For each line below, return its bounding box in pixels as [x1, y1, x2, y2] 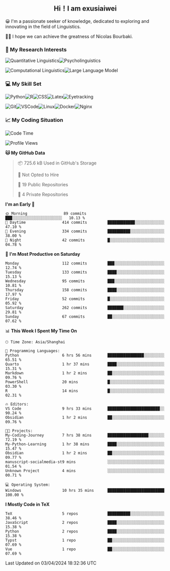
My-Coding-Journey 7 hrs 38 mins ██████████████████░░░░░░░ [5, 432, 165, 438]
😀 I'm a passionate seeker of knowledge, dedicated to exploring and [5, 18, 150, 24]
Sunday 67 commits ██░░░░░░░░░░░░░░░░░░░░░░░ [5, 314, 165, 319]
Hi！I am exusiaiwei [53, 4, 117, 13]
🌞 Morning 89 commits [5, 211, 87, 216]
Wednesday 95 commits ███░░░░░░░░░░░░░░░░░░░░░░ [5, 278, 165, 284]
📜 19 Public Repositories [17, 181, 69, 187]
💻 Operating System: [5, 482, 51, 487]
